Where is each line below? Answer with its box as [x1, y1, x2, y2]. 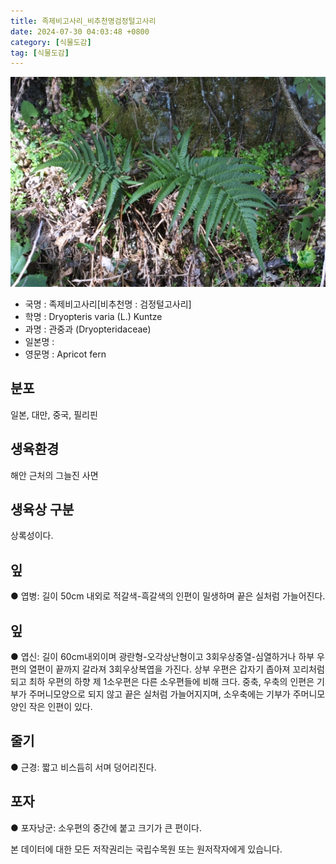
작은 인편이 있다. [28, 700, 93, 712]
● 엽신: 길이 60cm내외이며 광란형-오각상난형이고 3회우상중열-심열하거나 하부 [10, 650, 315, 662]
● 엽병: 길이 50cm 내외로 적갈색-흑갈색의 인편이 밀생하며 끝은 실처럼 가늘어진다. [10, 590, 326, 602]
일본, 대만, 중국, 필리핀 [10, 408, 98, 420]
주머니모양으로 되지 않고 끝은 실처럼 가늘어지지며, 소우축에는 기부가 [28, 688, 291, 700]
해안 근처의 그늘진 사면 [10, 469, 99, 481]
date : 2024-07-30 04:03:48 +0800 [10, 26, 150, 37]
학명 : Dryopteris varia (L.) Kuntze [24, 310, 163, 322]
